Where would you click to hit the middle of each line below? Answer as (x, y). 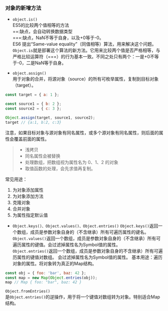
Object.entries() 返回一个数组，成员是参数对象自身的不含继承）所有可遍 (88, 251)
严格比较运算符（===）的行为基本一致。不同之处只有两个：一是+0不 (83, 57)
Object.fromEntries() (28, 291)
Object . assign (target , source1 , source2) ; (50, 118)
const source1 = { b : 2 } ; (33, 104)
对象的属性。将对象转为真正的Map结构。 (54, 263)
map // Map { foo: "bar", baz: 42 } (43, 282)
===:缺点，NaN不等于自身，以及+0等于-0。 (58, 38)
